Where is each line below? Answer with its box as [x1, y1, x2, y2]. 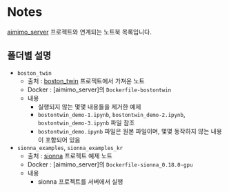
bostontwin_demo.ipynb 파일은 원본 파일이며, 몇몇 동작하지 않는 [37, 127, 210, 135]
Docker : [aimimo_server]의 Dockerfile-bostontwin [27, 85, 172, 94]
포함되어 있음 [45, 136, 81, 144]
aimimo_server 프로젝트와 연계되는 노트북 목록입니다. [7, 28, 152, 36]
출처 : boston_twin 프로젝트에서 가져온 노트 [27, 76, 145, 85]
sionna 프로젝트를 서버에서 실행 [37, 177, 123, 186]
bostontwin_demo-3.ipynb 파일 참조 [37, 118, 135, 127]
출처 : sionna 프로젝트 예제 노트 [27, 151, 112, 160]
